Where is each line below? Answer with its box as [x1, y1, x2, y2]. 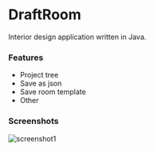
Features [8, 52, 44, 63]
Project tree [19, 70, 59, 80]
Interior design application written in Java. [8, 32, 147, 42]
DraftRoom [8, 6, 81, 24]
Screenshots [8, 116, 59, 127]
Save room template [19, 87, 86, 97]
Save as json [19, 78, 62, 89]
